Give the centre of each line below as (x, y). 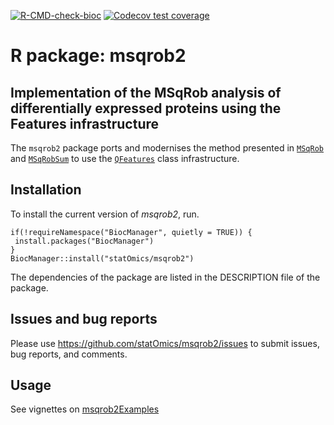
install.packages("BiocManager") (84, 241)
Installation (46, 190)
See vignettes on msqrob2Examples (85, 409)
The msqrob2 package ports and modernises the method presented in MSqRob (167, 148)
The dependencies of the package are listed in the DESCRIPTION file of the (165, 277)
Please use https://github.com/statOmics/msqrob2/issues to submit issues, (165, 343)
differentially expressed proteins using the (146, 108)
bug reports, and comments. (69, 354)
